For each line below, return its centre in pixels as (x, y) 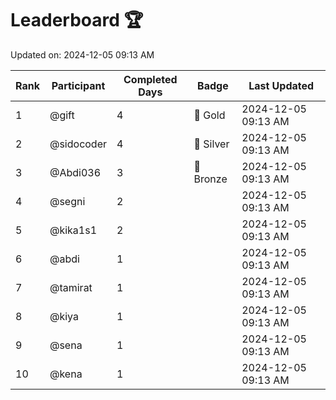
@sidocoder (78, 144)
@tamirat (71, 287)
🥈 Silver (211, 144)
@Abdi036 (75, 172)
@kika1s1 (73, 230)
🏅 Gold (209, 115)
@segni (67, 201)
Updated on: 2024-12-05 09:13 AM (82, 54)
